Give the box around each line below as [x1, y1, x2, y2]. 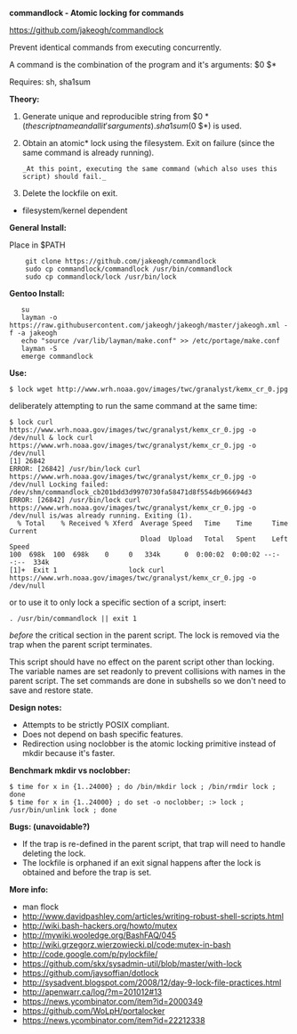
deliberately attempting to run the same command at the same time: [9, 401, 258, 411]
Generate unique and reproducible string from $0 [21, 111, 203, 121]
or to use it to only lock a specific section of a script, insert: [9, 597, 227, 607]
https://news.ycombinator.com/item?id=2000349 [21, 997, 203, 1006]
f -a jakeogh [9, 329, 58, 338]
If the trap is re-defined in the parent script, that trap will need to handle [21, 839, 286, 849]
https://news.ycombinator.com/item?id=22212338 [21, 1015, 206, 1025]
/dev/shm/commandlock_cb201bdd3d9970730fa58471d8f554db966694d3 [9, 488, 253, 497]
